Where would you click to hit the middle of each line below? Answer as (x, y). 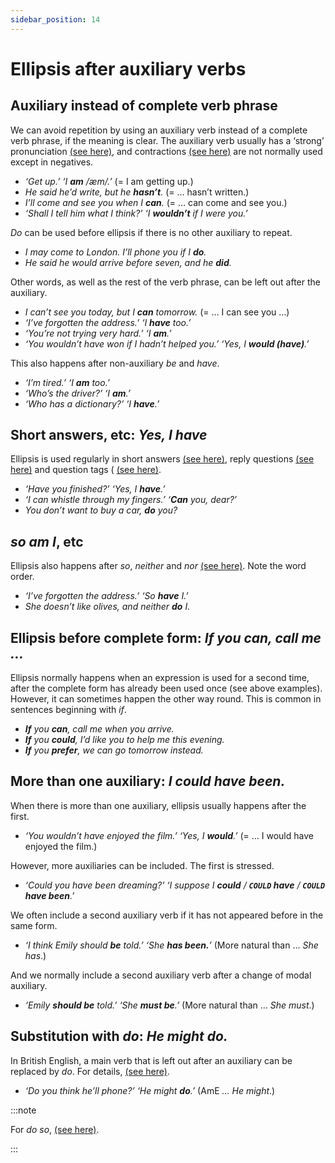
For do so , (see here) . (55, 1129)
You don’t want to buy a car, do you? (101, 510)
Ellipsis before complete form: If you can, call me (166, 637)
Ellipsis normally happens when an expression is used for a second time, (160, 678)
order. (22, 577)
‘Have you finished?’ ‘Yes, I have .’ (95, 489)
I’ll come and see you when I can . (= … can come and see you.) (156, 202)
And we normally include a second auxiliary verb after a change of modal (161, 975)
